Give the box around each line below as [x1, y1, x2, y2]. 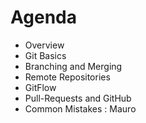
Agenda [10, 6, 77, 29]
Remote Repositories [24, 71, 111, 83]
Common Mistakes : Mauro [24, 102, 137, 115]
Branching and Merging [24, 60, 123, 72]
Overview [24, 39, 65, 51]
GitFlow [24, 81, 57, 93]
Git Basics [24, 49, 67, 61]
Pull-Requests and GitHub [24, 92, 132, 104]
